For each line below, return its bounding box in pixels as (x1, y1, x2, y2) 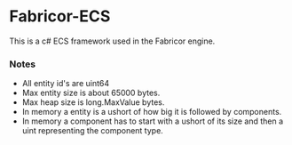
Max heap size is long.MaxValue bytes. (21, 97, 165, 108)
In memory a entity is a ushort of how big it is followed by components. (21, 107, 282, 117)
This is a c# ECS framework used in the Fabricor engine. (9, 36, 216, 46)
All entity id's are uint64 (21, 78, 109, 89)
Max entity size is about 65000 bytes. (21, 87, 161, 99)
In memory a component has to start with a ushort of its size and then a (21, 116, 284, 126)
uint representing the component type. (21, 125, 164, 136)
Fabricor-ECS (9, 6, 111, 27)
